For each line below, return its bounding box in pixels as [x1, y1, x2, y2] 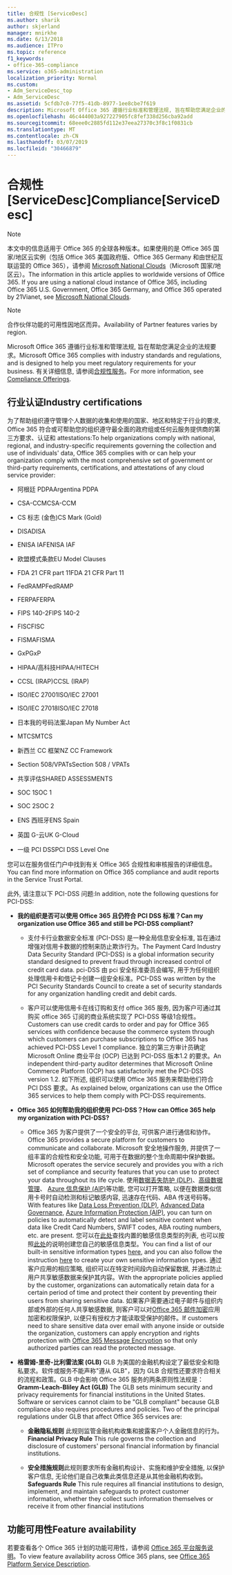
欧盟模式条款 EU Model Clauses [17, 554, 106, 563]
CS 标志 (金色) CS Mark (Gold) [17, 513, 102, 521]
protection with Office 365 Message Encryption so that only [27, 1336, 198, 1345]
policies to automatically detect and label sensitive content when [27, 1215, 212, 1223]
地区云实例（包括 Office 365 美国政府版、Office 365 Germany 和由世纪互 [15, 253, 224, 261]
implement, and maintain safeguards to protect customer [27, 1487, 190, 1495]
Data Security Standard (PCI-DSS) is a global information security [27, 949, 215, 958]
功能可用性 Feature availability [7, 1524, 137, 1536]
